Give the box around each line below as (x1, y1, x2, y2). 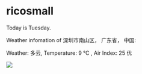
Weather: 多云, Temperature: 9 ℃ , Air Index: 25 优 (6, 49, 132, 57)
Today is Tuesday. (6, 24, 51, 31)
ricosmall (6, 4, 54, 18)
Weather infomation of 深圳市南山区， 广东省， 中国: (6, 36, 137, 43)
